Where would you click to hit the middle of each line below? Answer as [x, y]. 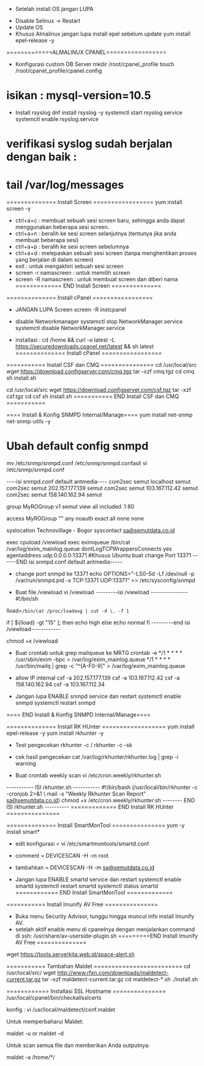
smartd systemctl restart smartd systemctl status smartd [86, 886]
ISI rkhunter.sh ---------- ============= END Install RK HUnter [90, 807]
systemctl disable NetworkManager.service [70, 328]
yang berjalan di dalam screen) [54, 260]
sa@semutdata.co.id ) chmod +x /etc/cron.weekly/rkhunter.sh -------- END [101, 800]
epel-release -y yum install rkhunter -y [55, 733]
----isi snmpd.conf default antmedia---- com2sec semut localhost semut [99, 481]
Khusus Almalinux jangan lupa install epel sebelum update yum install [103, 34]
